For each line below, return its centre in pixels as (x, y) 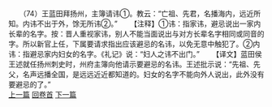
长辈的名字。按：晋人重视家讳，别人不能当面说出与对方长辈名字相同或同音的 (136, 34)
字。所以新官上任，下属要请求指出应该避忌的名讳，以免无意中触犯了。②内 (134, 44)
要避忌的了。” (30, 84)
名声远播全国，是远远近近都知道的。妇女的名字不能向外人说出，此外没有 (143, 74)
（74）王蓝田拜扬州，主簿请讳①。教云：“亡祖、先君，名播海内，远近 (138, 13)
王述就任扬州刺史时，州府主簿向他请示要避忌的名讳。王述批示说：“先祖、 (131, 64)
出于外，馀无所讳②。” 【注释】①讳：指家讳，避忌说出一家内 (152, 24)
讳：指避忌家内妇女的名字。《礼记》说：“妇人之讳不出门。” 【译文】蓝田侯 (135, 54)
